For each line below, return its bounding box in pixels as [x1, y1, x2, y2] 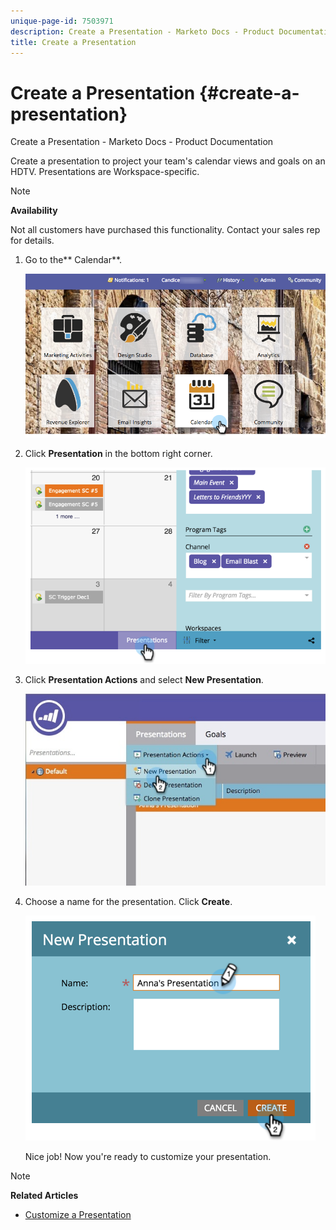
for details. [10, 235, 55, 247]
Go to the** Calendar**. [24, 254, 123, 266]
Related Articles [10, 1189, 79, 1201]
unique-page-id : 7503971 [10, 16, 114, 26]
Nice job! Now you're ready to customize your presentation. [24, 1150, 272, 1162]
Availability [10, 205, 58, 217]
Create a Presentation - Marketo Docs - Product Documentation [10, 136, 274, 148]
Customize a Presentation [24, 1208, 132, 1220]
